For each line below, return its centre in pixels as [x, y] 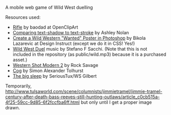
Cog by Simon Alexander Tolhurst [48, 71]
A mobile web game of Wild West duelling [49, 7]
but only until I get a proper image [116, 102]
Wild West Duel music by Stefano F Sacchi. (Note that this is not [80, 49]
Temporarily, [19, 86]
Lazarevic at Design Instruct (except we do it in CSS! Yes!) [74, 43]
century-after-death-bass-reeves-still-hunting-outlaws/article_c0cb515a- [82, 97]
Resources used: [23, 17]
